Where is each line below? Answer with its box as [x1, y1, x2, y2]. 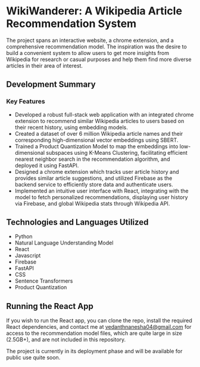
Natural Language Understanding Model [14, 239, 114, 246]
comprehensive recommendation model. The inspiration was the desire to [6, 43, 187, 50]
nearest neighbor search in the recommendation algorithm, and [14, 155, 170, 163]
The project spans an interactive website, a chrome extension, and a [6, 36, 174, 44]
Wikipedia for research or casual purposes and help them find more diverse [6, 56, 192, 63]
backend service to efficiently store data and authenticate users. [14, 181, 174, 188]
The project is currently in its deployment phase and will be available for [6, 348, 183, 355]
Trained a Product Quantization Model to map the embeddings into [14, 142, 179, 150]
